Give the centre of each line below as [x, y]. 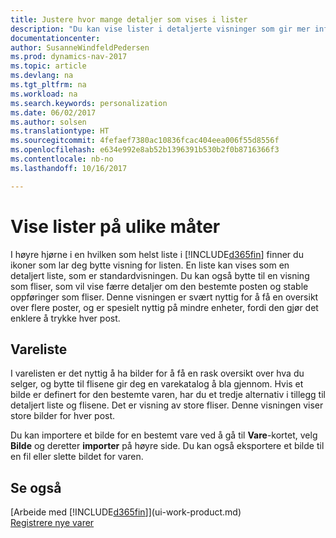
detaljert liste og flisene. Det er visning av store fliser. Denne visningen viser [167, 405]
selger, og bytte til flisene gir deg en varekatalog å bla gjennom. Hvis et [157, 384]
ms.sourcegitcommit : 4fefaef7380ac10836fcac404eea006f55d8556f [145, 141]
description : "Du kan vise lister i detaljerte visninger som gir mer [160, 29]
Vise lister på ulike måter [115, 226]
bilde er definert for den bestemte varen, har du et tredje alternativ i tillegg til [168, 395]
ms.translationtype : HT [60, 131]
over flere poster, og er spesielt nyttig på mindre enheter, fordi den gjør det [164, 307]
